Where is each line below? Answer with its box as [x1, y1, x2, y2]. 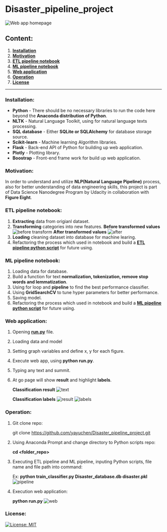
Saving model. [12, 295, 42, 301]
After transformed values [53, 228, 107, 234]
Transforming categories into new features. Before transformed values [12, 224, 161, 229]
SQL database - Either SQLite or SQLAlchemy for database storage [12, 129, 152, 135]
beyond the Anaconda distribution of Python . [12, 113, 107, 119]
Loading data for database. [12, 268, 68, 274]
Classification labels [12, 396, 56, 402]
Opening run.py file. [12, 329, 54, 335]
